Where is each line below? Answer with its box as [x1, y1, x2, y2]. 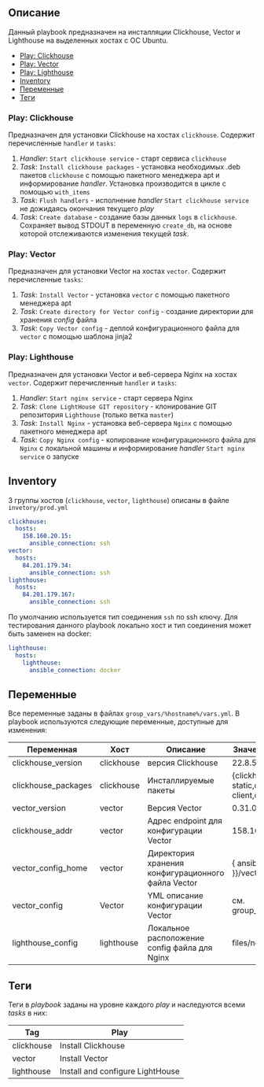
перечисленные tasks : [8, 275, 84, 284]
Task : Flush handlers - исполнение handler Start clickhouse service [19, 196, 250, 205]
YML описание [147, 890, 204, 901]
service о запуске [19, 452, 80, 461]
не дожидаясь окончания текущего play [19, 204, 155, 213]
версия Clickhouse [147, 757, 218, 768]
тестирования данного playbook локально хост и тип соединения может [8, 621, 251, 630]
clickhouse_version [12, 757, 82, 768]
